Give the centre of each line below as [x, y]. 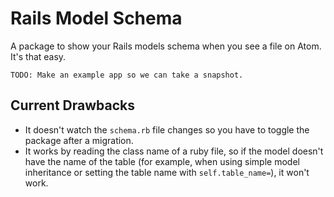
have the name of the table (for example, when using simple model [162, 161]
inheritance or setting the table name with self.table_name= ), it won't [167, 172]
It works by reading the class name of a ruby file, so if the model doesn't [174, 151]
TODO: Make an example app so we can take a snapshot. [127, 75]
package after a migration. [79, 140]
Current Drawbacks [73, 105]
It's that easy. [38, 56]
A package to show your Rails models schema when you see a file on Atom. [166, 46]
